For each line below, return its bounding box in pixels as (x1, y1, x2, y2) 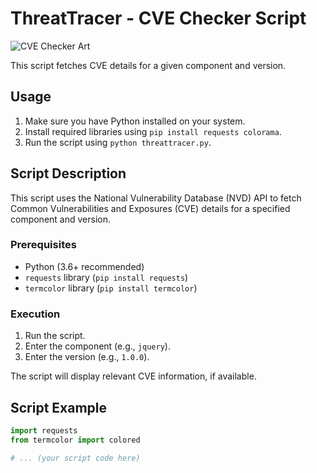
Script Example (10, 399, 108, 416)
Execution (10, 307, 61, 321)
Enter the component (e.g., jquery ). (24, 340, 171, 352)
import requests (10, 425, 78, 436)
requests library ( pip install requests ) (24, 271, 189, 283)
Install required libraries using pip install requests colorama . (24, 125, 282, 137)
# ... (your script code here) (10, 453, 141, 463)
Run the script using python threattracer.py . (24, 136, 212, 148)
